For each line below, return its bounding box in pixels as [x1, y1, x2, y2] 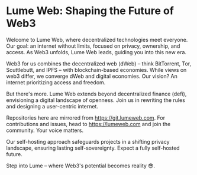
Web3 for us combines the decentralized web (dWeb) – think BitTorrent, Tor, [6, 60, 192, 67]
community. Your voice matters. [6, 127, 84, 134]
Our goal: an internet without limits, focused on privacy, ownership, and [6, 42, 180, 49]
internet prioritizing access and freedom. [6, 78, 106, 86]
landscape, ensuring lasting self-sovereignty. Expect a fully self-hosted [6, 144, 180, 151]
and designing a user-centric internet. [6, 103, 99, 110]
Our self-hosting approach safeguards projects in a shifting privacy [6, 138, 170, 145]
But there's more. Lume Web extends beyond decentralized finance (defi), [6, 90, 187, 97]
